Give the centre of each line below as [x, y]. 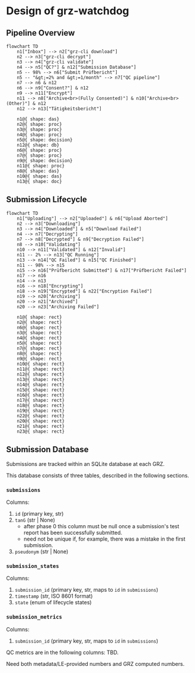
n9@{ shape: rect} [39, 358]
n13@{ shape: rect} [41, 379]
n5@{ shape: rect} [39, 343]
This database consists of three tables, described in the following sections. [98, 475]
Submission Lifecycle [47, 200]
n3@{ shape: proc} [39, 129]
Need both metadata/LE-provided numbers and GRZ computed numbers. [95, 664]
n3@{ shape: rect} [39, 333]
